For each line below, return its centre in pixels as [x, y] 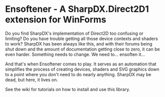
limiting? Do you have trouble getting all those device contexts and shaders [82, 39]
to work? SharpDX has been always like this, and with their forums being [79, 44]
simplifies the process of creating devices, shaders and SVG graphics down [82, 69]
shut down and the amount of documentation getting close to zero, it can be [82, 49]
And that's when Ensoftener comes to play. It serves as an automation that [81, 64]
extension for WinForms [56, 20]
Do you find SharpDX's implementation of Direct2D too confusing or [74, 33]
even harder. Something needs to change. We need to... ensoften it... [75, 54]
